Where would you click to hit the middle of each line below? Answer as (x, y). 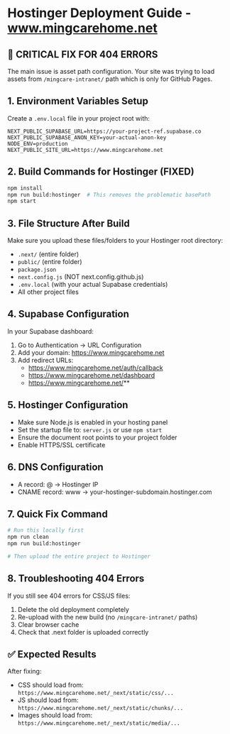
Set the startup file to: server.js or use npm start (90, 429)
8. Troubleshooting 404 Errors (76, 579)
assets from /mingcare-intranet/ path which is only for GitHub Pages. (110, 79)
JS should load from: (48, 700)
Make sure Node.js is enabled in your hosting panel (93, 422)
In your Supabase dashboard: (51, 331)
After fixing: (24, 672)
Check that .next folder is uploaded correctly (83, 632)
